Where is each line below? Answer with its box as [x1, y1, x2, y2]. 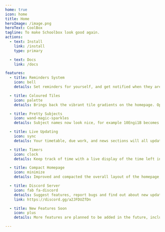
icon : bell [14, 80, 36, 85]
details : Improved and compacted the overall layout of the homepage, [14, 174, 162, 179]
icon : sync [14, 134, 36, 139]
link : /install [14, 44, 45, 49]
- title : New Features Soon [9, 206, 67, 211]
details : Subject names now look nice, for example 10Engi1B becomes [14, 120, 160, 125]
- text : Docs [9, 57, 36, 62]
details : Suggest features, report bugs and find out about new [14, 192, 148, 197]
